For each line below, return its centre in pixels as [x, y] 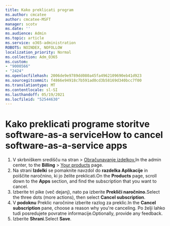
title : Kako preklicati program [39, 10]
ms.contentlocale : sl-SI [31, 90]
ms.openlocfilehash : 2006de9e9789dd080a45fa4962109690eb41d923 [74, 76]
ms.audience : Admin [26, 33]
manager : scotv [21, 24]
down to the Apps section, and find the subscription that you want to [84, 181]
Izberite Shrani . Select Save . [42, 219]
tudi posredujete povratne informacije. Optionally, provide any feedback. [88, 213]
